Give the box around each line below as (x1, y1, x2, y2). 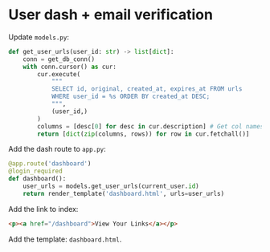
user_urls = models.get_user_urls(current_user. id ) (22, 182, 199, 190)
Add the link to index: (8, 204, 79, 213)
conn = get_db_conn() (22, 55, 95, 63)
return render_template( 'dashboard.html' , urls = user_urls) (22, 189, 225, 197)
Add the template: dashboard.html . (8, 234, 122, 244)
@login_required (8, 167, 63, 176)
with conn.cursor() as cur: (22, 63, 117, 71)
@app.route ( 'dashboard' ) (8, 160, 92, 168)
